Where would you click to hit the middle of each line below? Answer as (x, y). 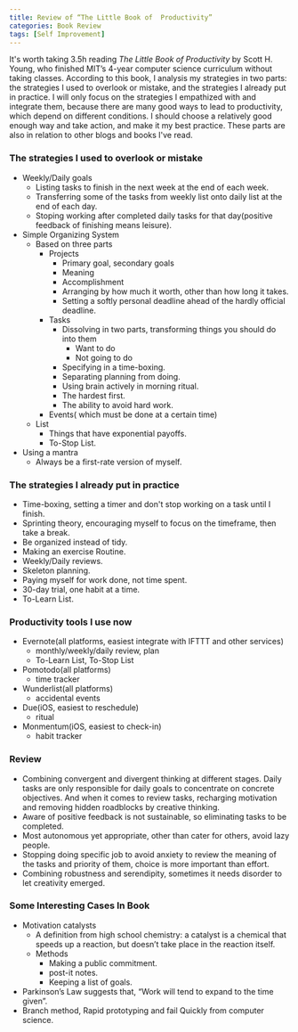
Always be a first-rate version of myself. (109, 462)
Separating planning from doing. (121, 376)
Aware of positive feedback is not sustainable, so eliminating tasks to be (154, 816)
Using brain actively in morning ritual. (130, 386)
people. (36, 845)
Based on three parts (74, 244)
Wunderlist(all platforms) (68, 689)
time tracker (57, 679)
